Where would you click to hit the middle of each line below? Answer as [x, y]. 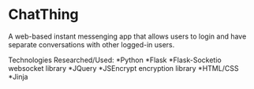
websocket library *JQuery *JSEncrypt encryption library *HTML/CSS [123, 68]
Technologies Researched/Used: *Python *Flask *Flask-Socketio [115, 60]
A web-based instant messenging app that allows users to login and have [127, 36]
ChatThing [43, 15]
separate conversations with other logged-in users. [92, 44]
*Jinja [18, 76]
